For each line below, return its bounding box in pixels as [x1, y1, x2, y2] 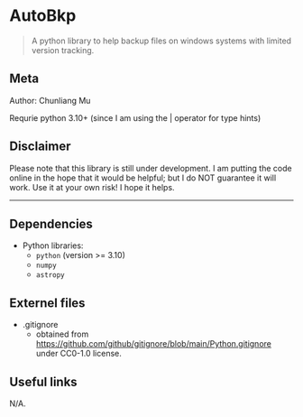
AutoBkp [9, 5, 77, 26]
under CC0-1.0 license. [35, 348, 122, 359]
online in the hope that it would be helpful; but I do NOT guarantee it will [9, 172, 277, 183]
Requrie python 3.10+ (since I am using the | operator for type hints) [9, 112, 262, 123]
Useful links [9, 374, 78, 389]
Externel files [9, 295, 86, 310]
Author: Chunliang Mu [9, 95, 91, 106]
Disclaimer [9, 139, 71, 154]
